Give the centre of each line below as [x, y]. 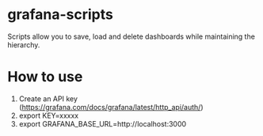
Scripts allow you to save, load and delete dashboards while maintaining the [131, 36]
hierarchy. [24, 44]
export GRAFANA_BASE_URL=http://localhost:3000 [103, 123]
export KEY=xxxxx [49, 115]
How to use [45, 77]
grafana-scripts [61, 15]
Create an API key [48, 98]
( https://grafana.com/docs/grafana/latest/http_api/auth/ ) [111, 107]
